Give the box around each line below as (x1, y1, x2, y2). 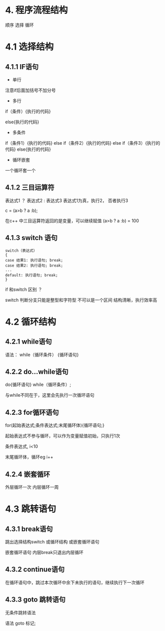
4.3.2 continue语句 (5, 565, 65, 574)
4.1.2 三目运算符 (5, 183, 55, 192)
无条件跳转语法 (5, 610, 36, 616)
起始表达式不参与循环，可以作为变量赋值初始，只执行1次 (5, 433, 120, 439)
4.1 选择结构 (5, 41, 54, 53)
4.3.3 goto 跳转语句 (5, 595, 66, 604)
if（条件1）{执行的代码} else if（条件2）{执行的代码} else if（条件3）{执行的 (5, 140, 161, 146)
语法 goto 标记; (5, 620, 36, 626)
